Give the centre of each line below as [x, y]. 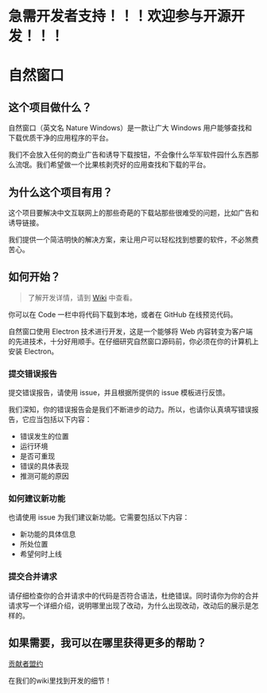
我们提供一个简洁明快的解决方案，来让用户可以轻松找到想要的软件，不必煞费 [133, 240]
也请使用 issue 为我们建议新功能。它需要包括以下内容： [99, 517]
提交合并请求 [33, 577]
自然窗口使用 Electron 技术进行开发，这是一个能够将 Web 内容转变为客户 [127, 331]
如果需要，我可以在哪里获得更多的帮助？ [107, 643]
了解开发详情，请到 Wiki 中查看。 [82, 297]
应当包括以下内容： [60, 420]
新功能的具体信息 [48, 534]
